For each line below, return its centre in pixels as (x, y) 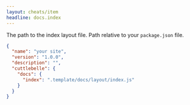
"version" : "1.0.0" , (38, 57)
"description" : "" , (37, 63)
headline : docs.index (34, 18)
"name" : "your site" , (39, 52)
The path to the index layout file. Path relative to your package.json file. (95, 35)
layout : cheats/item (33, 12)
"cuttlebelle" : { (34, 69)
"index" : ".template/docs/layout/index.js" (79, 80)
